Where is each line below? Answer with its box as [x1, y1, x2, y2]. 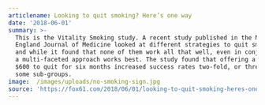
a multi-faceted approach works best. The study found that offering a [15, 56, 256, 64]
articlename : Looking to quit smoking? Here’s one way [8, 11, 192, 20]
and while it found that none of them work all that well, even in [15, 48, 242, 56]
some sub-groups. [15, 70, 73, 78]
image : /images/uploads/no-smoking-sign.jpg [8, 77, 160, 85]
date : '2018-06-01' [8, 19, 73, 27]
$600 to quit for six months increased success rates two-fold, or [15, 63, 242, 71]
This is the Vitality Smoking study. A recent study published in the [15, 33, 252, 42]
